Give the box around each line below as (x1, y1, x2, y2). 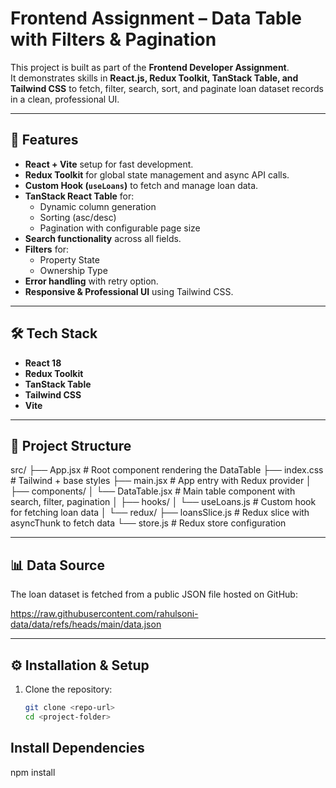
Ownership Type (39, 264, 108, 276)
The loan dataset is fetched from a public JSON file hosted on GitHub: (10, 588, 298, 601)
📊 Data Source (10, 557, 105, 574)
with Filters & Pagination (10, 28, 217, 51)
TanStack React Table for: (24, 190, 135, 202)
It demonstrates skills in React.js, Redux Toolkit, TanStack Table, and (10, 72, 299, 84)
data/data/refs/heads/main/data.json (10, 618, 162, 631)
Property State (39, 253, 100, 266)
